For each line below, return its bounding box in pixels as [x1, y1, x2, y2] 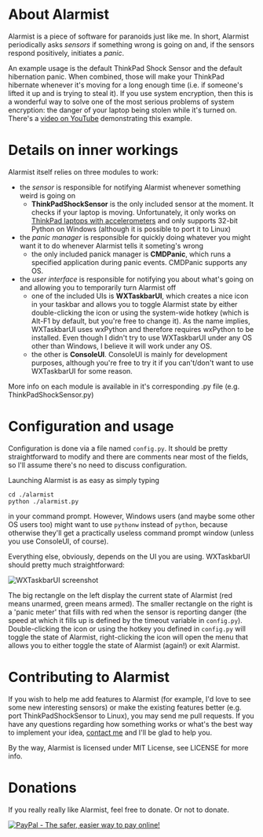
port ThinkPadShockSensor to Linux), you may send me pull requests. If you [8, 710, 254, 721]
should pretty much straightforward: [8, 560, 126, 570]
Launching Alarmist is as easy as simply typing [8, 475, 159, 485]
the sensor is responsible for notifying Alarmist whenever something [19, 183, 241, 192]
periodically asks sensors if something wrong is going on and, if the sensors [8, 39, 255, 49]
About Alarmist [8, 6, 110, 24]
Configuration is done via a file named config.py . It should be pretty [8, 443, 228, 453]
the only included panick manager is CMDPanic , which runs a [31, 249, 232, 259]
